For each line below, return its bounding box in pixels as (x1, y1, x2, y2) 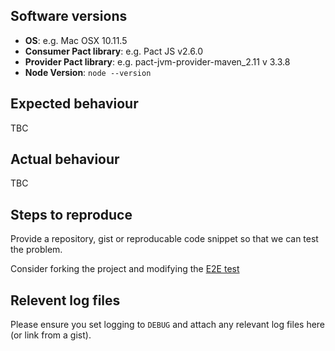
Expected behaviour (10, 95, 139, 113)
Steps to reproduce (10, 206, 133, 223)
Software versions (10, 8, 128, 25)
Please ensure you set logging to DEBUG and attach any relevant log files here (10, 319, 326, 331)
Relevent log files (10, 292, 121, 309)
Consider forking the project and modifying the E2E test (10, 263, 240, 275)
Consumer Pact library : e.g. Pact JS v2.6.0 (24, 45, 204, 57)
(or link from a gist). (10, 329, 92, 341)
